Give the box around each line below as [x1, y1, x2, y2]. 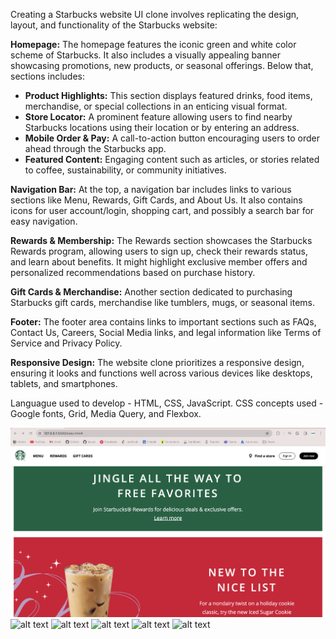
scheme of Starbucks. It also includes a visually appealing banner [10, 49, 281, 61]
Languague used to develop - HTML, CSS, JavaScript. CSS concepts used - [10, 397, 324, 409]
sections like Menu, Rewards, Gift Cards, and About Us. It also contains [10, 194, 303, 206]
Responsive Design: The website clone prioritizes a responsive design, [10, 357, 305, 368]
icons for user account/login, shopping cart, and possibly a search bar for [10, 205, 315, 216]
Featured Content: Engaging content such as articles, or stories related [24, 154, 320, 165]
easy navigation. [10, 215, 78, 227]
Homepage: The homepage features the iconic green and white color [10, 39, 297, 50]
